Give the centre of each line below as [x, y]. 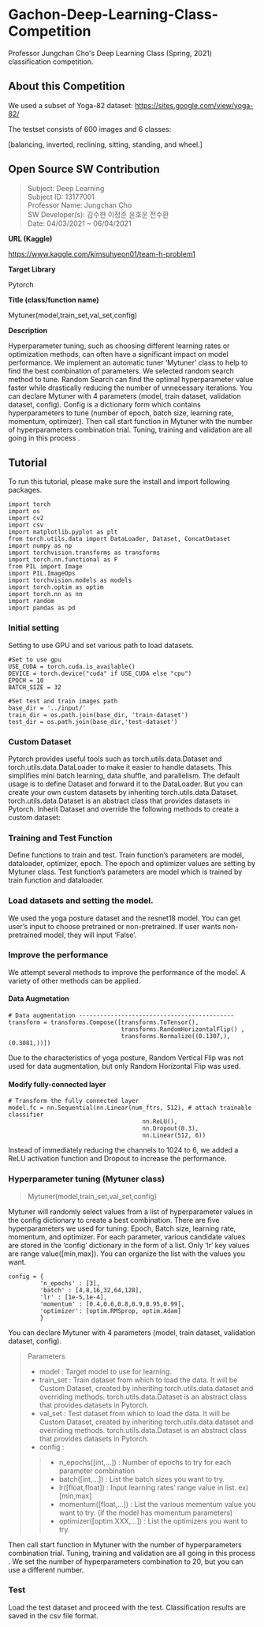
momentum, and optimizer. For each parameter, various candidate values [127, 1236]
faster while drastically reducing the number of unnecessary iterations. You [130, 388]
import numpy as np [40, 546]
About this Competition [67, 86]
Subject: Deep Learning [66, 188]
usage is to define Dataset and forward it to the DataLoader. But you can [125, 784]
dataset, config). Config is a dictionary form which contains [104, 404]
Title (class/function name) [54, 300]
